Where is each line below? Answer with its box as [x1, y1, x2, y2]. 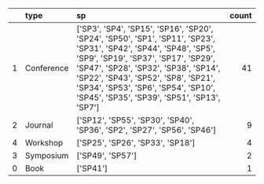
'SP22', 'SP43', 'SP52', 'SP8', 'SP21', [75, 72, 216, 83]
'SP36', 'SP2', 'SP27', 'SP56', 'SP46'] [75, 125, 217, 135]
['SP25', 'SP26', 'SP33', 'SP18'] [75, 138, 196, 148]
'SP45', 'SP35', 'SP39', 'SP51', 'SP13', [75, 92, 221, 103]
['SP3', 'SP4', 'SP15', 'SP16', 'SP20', [75, 24, 214, 34]
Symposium [24, 150, 69, 160]
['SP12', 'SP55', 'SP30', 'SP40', [75, 115, 195, 125]
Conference [24, 63, 69, 73]
